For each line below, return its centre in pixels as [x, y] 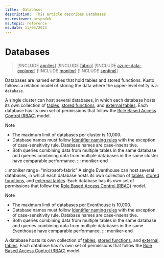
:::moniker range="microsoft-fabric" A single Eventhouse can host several [80, 170]
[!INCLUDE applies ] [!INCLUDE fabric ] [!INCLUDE [67, 66]
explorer [25, 71]
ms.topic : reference [26, 23]
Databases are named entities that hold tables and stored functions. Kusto [80, 80]
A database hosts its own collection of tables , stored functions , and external [82, 240]
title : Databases [24, 10]
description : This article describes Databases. [57, 14]
